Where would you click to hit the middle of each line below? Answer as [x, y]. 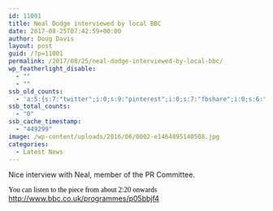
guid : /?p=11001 [36, 54]
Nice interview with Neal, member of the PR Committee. [102, 174]
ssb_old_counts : [36, 91]
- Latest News [39, 152]
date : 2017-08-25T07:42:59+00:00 [65, 31]
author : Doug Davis [41, 39]
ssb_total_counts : [39, 106]
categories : [28, 144]
